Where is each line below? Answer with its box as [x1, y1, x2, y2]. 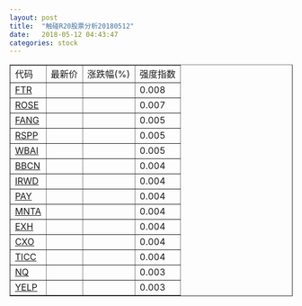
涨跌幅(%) [86, 68, 130, 81]
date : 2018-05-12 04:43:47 [9, 30, 119, 39]
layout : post [9, 13, 58, 22]
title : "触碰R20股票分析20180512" [9, 22, 135, 31]
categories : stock [9, 38, 78, 48]
